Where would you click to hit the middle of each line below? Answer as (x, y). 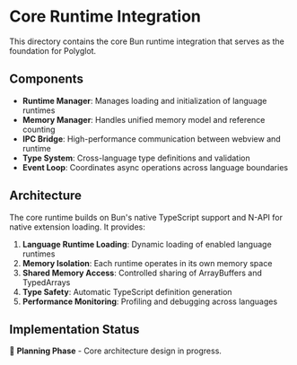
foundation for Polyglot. (53, 50)
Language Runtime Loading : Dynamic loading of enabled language (147, 244)
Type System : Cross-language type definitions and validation (136, 158)
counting (39, 129)
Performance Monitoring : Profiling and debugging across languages (150, 301)
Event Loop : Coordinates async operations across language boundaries (155, 167)
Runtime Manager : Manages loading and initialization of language (144, 100)
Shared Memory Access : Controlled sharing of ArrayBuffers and (142, 273)
